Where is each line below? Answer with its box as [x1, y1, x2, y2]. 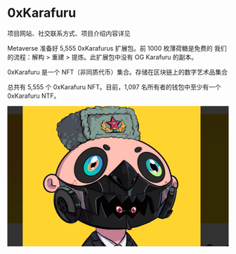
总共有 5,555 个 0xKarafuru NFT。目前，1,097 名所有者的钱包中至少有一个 [7, 82, 221, 91]
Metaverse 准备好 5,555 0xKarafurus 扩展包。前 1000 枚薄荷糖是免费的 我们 [7, 44, 227, 52]
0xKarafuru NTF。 [7, 91, 60, 100]
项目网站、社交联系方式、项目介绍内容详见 [7, 29, 131, 37]
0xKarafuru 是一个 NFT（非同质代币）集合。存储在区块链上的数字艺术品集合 [7, 68, 228, 76]
